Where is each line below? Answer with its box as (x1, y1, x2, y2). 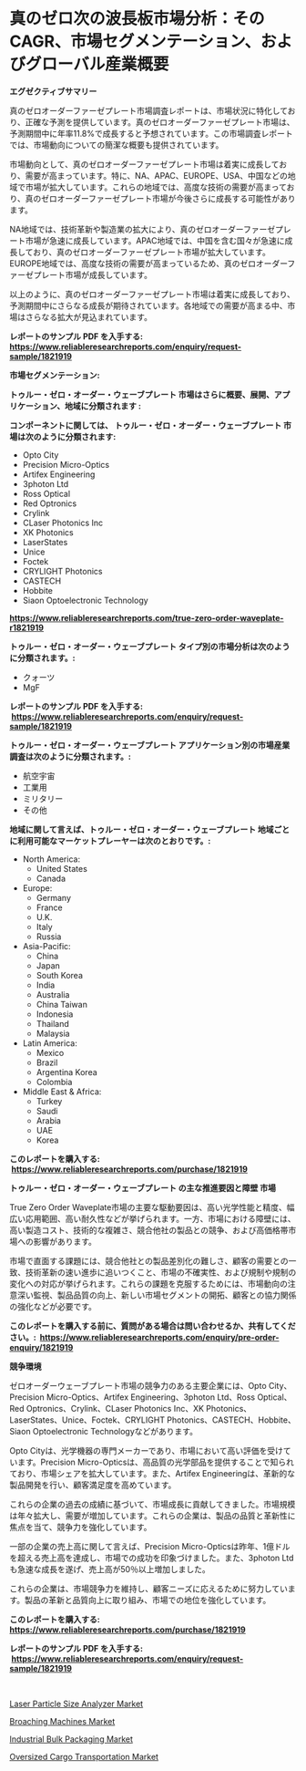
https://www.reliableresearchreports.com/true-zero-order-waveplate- (9, 612, 284, 623)
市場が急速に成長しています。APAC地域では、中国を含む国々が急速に (25, 234, 285, 246)
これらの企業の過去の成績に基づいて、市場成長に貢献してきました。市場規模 (9, 1498, 296, 1509)
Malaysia (36, 1028, 70, 1039)
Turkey (36, 1095, 63, 1106)
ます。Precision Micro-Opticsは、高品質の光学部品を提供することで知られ (16, 1456, 294, 1467)
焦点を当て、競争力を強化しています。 (9, 1521, 152, 1532)
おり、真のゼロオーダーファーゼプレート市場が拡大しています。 (33, 246, 270, 257)
